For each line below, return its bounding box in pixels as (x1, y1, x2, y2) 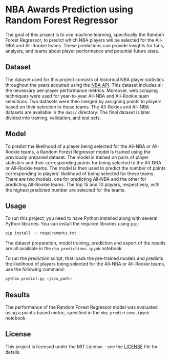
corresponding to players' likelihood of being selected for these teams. (5, 171, 155, 177)
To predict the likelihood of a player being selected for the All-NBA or (5, 143, 151, 149)
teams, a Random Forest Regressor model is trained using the (20, 148, 151, 155)
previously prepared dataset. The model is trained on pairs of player (5, 154, 149, 160)
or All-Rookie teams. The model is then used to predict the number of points (5, 165, 166, 171)
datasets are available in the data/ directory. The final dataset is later (5, 109, 151, 115)
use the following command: (5, 266, 66, 273)
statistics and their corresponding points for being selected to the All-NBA (5, 159, 162, 165)
